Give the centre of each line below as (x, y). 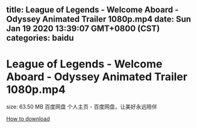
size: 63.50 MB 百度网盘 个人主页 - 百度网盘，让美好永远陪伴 (82, 107)
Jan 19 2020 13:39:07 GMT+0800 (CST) (83, 29)
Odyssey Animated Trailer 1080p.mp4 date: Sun (99, 20)
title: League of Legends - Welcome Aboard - (92, 10)
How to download (28, 119)
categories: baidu (40, 38)
